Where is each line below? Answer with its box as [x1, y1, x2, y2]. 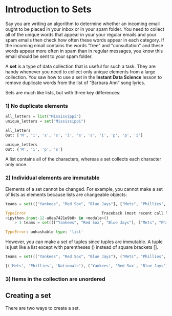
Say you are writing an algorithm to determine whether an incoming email [5, 21, 160, 27]
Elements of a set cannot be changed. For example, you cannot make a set [5, 186, 163, 192]
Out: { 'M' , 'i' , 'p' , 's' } [5, 147, 63, 152]
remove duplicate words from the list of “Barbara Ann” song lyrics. [5, 80, 146, 86]
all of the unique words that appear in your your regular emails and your [5, 31, 157, 37]
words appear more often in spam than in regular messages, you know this [5, 48, 163, 54]
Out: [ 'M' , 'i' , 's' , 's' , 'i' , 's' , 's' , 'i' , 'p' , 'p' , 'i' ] [5, 132, 143, 138]
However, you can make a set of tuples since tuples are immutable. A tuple [5, 239, 163, 245]
